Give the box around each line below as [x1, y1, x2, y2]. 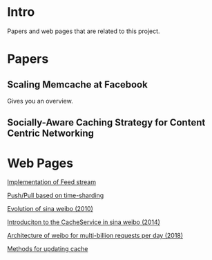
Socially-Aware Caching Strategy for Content [7, 117, 206, 128]
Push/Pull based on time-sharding [7, 191, 104, 200]
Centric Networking [7, 128, 95, 139]
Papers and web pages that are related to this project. [7, 27, 160, 35]
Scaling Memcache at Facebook [7, 79, 148, 90]
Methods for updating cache [7, 245, 88, 253]
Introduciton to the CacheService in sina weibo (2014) [7, 218, 161, 226]
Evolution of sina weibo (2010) [7, 205, 93, 213]
